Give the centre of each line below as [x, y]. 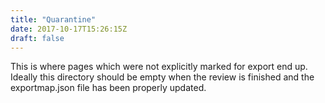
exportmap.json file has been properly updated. [108, 88]
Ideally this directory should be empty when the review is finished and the [162, 77]
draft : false [37, 38]
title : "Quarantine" [53, 19]
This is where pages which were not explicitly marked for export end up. [159, 67]
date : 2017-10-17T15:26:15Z [69, 29]
